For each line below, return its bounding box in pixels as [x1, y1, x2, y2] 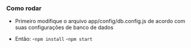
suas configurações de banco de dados [14, 24, 114, 31]
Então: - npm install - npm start [14, 36, 93, 43]
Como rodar [6, 4, 42, 12]
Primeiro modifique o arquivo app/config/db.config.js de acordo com [14, 18, 186, 25]
